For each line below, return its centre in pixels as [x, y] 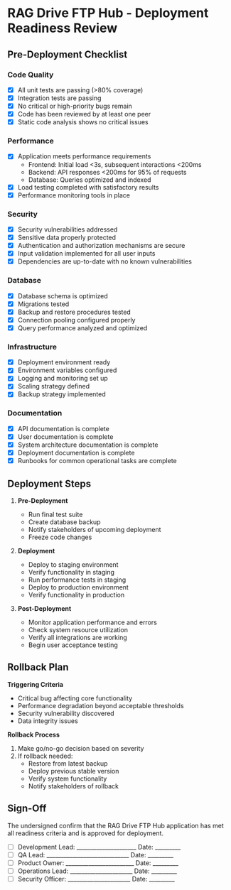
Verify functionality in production [76, 595]
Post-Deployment [44, 608]
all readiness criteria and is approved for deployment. [86, 833]
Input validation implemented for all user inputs [86, 254]
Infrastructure [32, 347]
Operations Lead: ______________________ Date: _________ [97, 871]
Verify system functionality [68, 778]
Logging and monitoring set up [63, 379]
